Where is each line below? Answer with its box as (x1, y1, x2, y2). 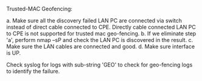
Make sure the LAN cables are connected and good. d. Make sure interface (6, 43, 195, 50)
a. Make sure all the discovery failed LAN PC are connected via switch (6, 17, 183, 24)
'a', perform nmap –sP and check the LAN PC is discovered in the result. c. (6, 37, 193, 43)
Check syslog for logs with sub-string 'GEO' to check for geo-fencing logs (6, 61, 193, 68)
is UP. (6, 49, 21, 57)
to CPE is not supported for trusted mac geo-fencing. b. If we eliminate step (6, 30, 197, 37)
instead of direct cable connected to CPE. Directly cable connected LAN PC (6, 24, 196, 30)
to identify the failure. (6, 68, 60, 75)
